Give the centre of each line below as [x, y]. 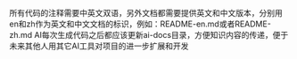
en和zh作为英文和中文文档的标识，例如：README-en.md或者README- [140, 24]
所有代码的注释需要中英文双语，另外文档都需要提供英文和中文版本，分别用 [146, 13]
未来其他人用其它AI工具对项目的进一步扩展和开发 [99, 46]
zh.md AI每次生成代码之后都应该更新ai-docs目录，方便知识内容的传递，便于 [149, 35]
